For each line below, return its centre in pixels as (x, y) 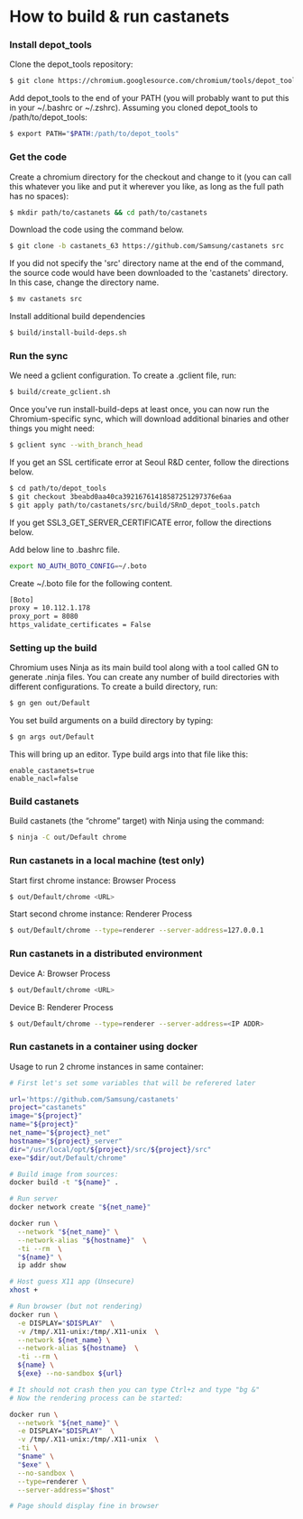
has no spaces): (39, 196)
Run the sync (39, 355)
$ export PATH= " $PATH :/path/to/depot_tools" (94, 134)
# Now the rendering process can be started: (96, 1398)
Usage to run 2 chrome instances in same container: (107, 1066)
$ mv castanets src (46, 299)
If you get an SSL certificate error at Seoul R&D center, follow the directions (149, 463)
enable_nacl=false (44, 779)
